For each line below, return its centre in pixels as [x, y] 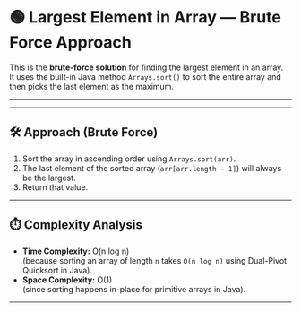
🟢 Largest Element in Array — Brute [146, 17]
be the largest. [49, 178]
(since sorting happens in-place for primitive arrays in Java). [134, 289]
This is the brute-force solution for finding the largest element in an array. [146, 67]
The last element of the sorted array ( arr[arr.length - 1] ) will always [152, 168]
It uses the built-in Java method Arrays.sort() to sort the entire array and [146, 76]
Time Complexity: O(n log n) [76, 251]
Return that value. [55, 187]
